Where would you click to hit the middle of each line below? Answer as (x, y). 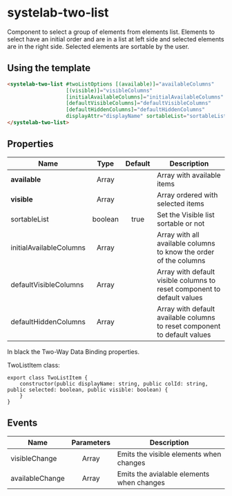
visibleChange (34, 458)
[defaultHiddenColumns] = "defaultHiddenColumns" (136, 110)
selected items (181, 204)
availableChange (38, 478)
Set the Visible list (186, 215)
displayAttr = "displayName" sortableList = (126, 116)
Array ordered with (187, 195)
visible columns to (186, 280)
